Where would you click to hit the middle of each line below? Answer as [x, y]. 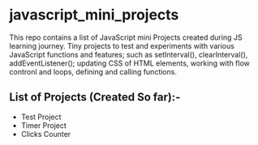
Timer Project [44, 125]
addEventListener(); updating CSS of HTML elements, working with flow [130, 63]
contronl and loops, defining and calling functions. [93, 71]
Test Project [41, 117]
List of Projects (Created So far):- [95, 98]
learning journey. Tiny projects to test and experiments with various [122, 45]
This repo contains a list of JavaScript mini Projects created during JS [126, 37]
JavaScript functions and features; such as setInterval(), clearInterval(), [129, 54]
